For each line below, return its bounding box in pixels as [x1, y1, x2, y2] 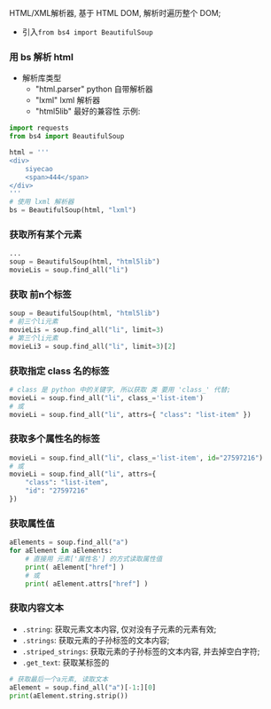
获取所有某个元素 [9, 228, 82, 240]
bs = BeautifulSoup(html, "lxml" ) [9, 206, 137, 215]
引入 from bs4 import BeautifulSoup [21, 27, 153, 37]
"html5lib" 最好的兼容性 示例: [35, 106, 141, 117]
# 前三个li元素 [9, 318, 59, 327]
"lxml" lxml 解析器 [35, 95, 100, 106]
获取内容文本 [9, 602, 65, 614]
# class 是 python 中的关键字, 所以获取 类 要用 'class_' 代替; [9, 385, 232, 394]
